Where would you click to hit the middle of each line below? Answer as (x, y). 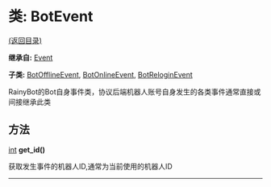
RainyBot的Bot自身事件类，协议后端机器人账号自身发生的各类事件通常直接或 (135, 91)
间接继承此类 (29, 102)
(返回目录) (25, 40)
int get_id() (27, 149)
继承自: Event (31, 57)
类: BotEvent (51, 17)
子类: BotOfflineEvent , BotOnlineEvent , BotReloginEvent (101, 74)
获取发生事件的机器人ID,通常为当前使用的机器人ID (91, 166)
